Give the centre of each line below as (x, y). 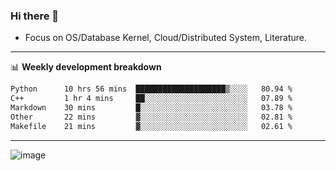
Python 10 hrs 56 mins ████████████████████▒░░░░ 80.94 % (151, 89)
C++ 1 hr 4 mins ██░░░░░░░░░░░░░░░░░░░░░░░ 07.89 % (151, 99)
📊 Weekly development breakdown (86, 67)
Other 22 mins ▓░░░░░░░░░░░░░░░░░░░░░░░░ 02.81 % (151, 117)
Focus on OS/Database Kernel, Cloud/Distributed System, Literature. (166, 38)
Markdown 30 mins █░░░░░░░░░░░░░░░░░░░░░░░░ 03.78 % (151, 108)
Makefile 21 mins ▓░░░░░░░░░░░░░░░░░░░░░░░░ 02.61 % (151, 126)
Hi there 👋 (35, 16)
